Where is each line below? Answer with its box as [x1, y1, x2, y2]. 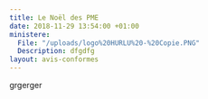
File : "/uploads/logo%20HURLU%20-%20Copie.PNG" [17, 38, 201, 48]
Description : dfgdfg [17, 47, 95, 56]
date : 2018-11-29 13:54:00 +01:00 [9, 22, 140, 31]
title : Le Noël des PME [9, 13, 99, 22]
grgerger [9, 80, 43, 90]
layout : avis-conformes [9, 55, 99, 64]
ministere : [9, 30, 51, 39]
